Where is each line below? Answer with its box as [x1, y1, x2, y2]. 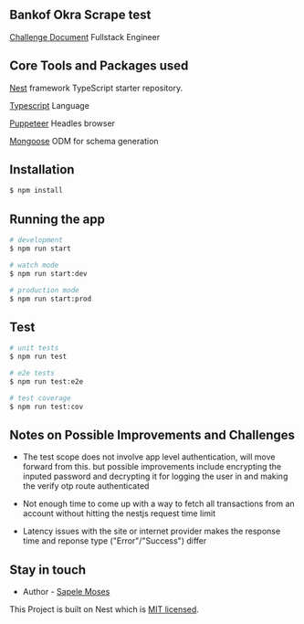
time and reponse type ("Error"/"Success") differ [22, 535, 207, 546]
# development [9, 236, 64, 245]
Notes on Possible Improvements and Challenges [9, 427, 295, 442]
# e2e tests [9, 368, 55, 377]
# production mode [9, 285, 79, 295]
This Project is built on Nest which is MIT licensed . [9, 604, 199, 615]
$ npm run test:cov [9, 402, 84, 411]
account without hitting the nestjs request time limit [22, 508, 216, 519]
